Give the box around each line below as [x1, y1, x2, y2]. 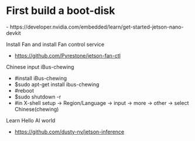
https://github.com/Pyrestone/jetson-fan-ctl [14, 52, 121, 59]
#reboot [14, 87, 34, 94]
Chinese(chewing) [14, 105, 59, 112]
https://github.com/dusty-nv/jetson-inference [14, 128, 125, 135]
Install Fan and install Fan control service [6, 41, 105, 48]
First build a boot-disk [6, 4, 115, 17]
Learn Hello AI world [6, 117, 56, 124]
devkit [6, 29, 22, 36]
